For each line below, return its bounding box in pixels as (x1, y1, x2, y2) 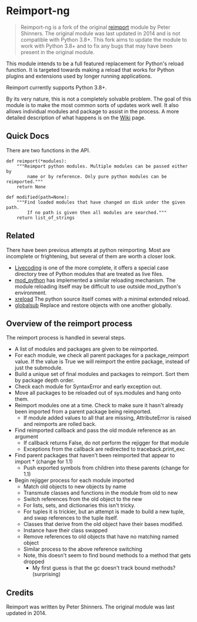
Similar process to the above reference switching (23, 546, 142, 553)
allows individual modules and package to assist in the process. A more (6, 108, 179, 115)
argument (14, 433, 38, 440)
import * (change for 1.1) (14, 458, 74, 465)
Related (6, 231, 35, 241)
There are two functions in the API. (6, 147, 91, 154)
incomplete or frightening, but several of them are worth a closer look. (6, 252, 176, 260)
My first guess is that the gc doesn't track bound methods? (32, 564, 176, 571)
